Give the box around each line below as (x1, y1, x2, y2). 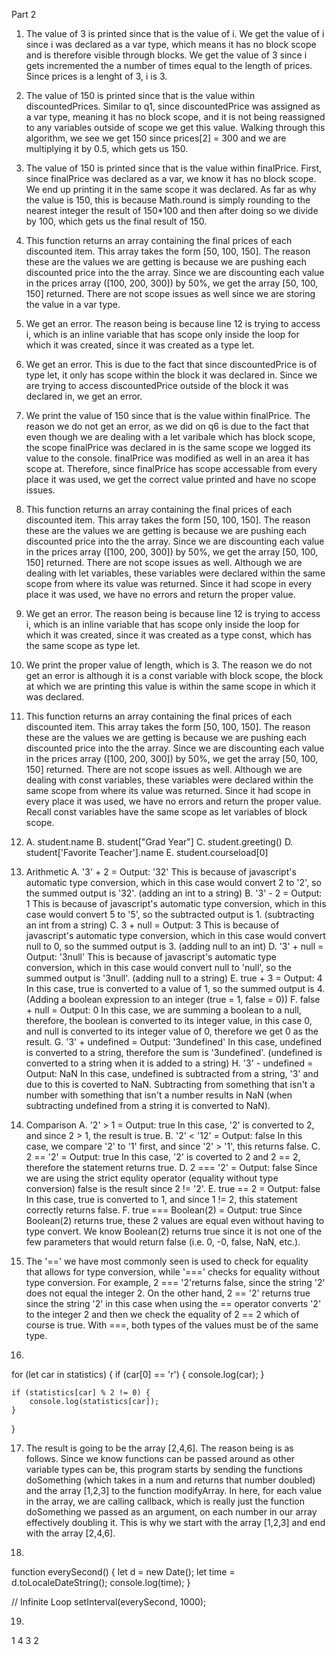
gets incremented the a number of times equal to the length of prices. (25, 60, 313, 71)
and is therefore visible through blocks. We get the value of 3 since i (25, 49, 308, 61)
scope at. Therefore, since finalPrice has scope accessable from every (25, 463, 318, 474)
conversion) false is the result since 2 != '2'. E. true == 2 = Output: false (25, 1183, 321, 1194)
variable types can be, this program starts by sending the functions (25, 1464, 303, 1475)
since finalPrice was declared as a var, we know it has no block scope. (25, 173, 317, 184)
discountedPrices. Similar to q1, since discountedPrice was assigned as (25, 100, 321, 112)
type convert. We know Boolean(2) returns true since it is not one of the (25, 1225, 323, 1237)
